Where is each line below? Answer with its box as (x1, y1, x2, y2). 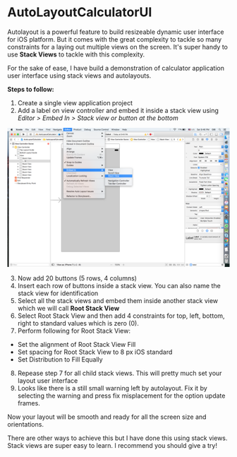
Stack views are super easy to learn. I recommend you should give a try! (7, 441, 217, 449)
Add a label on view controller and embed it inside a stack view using (17, 106, 219, 114)
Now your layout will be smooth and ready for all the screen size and (7, 413, 207, 421)
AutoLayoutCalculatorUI (7, 4, 152, 20)
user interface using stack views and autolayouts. (7, 71, 152, 80)
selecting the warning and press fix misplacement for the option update (17, 391, 226, 400)
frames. (17, 398, 40, 407)
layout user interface (17, 376, 78, 385)
